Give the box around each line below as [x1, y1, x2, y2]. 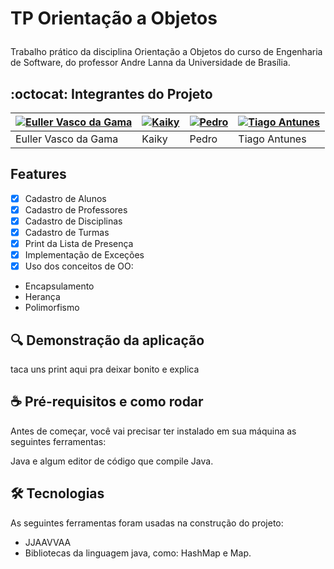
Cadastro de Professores [24, 203, 128, 216]
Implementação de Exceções [24, 249, 145, 261]
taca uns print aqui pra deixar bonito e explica [10, 363, 200, 376]
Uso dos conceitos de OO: [24, 260, 134, 272]
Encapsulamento [24, 280, 95, 292]
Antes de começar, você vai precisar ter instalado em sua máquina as [10, 425, 297, 437]
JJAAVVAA [24, 536, 72, 548]
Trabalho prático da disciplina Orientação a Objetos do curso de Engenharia [10, 46, 323, 58]
